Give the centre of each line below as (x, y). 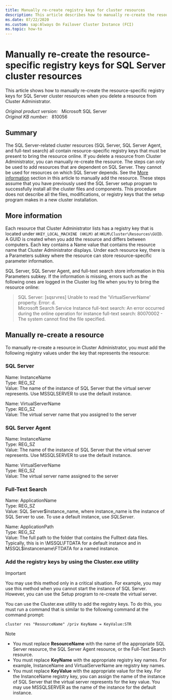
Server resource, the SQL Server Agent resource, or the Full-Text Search (89, 649)
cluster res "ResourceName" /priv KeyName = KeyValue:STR (68, 624)
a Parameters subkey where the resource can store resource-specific (79, 255)
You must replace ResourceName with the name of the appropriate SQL (89, 644)
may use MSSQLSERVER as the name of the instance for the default (84, 687)
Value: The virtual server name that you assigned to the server (71, 414)
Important (16, 573)
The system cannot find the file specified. (62, 319)
